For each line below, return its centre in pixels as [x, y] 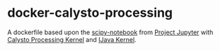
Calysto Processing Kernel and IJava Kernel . [72, 39]
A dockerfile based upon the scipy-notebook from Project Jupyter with [110, 32]
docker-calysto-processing [90, 13]
